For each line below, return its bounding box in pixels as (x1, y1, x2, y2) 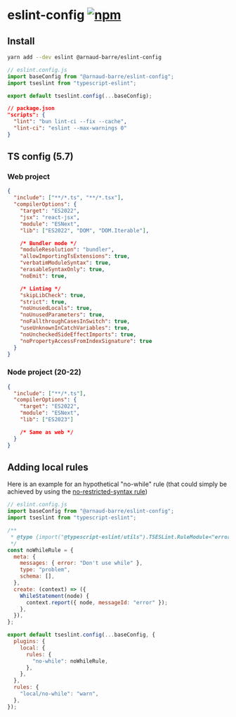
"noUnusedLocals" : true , (20, 305, 93, 312)
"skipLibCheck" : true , (20, 292, 86, 299)
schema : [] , (20, 573, 55, 580)
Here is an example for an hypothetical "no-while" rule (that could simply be (7, 480, 227, 489)
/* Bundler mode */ (20, 239, 77, 247)
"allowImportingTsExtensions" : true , (20, 253, 131, 260)
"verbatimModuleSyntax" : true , (20, 259, 112, 267)
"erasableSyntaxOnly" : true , (20, 266, 105, 273)
